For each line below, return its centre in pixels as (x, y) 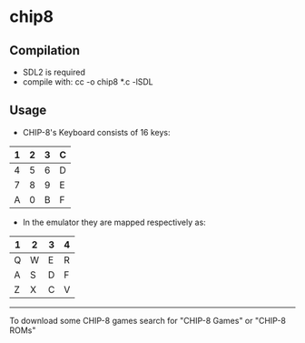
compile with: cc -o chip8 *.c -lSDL (88, 82)
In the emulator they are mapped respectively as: (114, 222)
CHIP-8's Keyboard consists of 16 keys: (96, 132)
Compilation (44, 50)
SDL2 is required (54, 72)
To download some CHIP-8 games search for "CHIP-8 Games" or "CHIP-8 (148, 320)
